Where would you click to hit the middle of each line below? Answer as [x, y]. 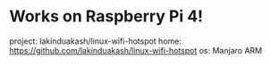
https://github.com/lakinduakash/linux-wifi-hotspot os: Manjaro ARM [135, 50]
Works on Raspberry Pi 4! [106, 16]
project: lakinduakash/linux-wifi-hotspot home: [95, 41]
